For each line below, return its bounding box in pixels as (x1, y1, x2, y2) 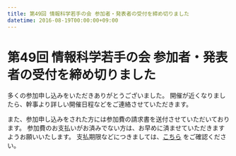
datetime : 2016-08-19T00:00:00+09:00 (7, 17, 119, 24)
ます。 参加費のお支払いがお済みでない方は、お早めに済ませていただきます (7, 124, 225, 132)
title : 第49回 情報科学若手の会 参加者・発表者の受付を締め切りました (7, 10, 189, 18)
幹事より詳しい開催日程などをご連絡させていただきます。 (25, 100, 193, 109)
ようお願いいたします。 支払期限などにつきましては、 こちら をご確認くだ (7, 133, 220, 141)
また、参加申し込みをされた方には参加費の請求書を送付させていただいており (7, 115, 230, 124)
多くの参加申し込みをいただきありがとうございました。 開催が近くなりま (7, 91, 220, 100)
